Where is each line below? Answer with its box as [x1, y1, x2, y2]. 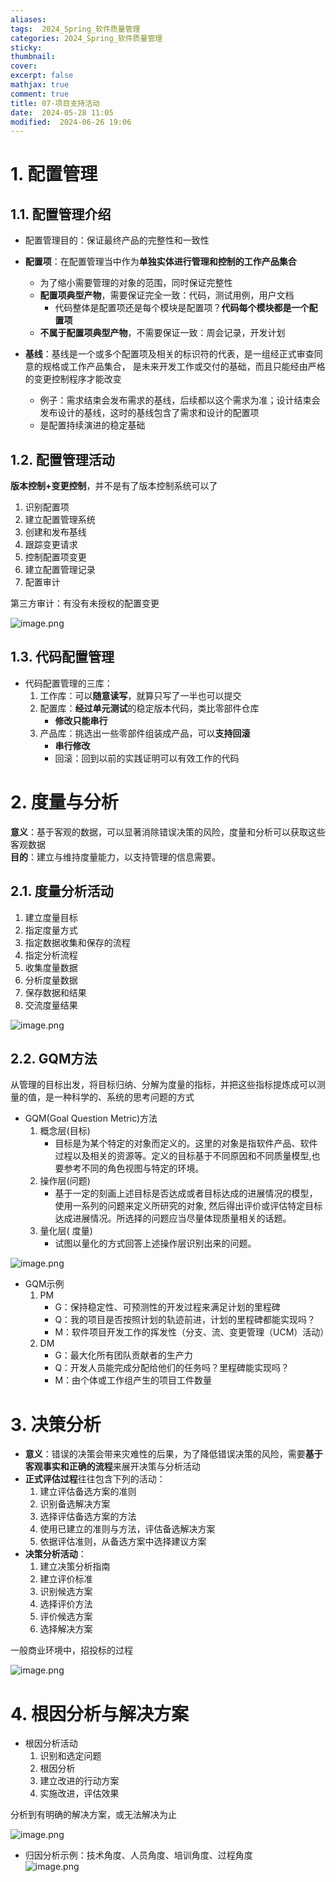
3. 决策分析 [10, 1413, 102, 1436]
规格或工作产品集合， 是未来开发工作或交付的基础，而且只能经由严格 [42, 361, 326, 373]
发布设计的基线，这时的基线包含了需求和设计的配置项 [39, 407, 260, 419]
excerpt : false [10, 71, 74, 81]
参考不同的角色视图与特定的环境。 [63, 1162, 205, 1175]
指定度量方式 [24, 924, 78, 936]
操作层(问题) [39, 1175, 91, 1187]
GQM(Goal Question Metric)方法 [24, 1112, 158, 1125]
